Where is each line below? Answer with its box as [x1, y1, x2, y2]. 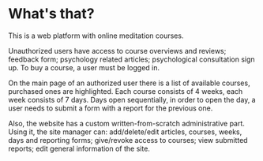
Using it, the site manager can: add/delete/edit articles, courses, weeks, [8, 127, 242, 137]
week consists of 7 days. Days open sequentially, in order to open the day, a [8, 95, 256, 104]
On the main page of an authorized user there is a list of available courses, [8, 78, 250, 88]
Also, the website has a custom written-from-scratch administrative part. [8, 118, 245, 128]
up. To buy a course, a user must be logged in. [8, 62, 160, 72]
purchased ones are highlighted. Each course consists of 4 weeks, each [8, 86, 243, 95]
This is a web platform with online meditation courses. [8, 31, 184, 40]
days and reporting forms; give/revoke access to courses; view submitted [8, 135, 248, 144]
